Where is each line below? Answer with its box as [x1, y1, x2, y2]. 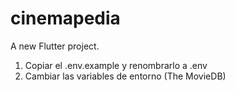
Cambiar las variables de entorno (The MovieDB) [24, 70, 227, 82]
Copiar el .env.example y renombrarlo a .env [24, 59, 208, 71]
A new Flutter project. [10, 40, 100, 52]
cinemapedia [10, 7, 121, 30]
